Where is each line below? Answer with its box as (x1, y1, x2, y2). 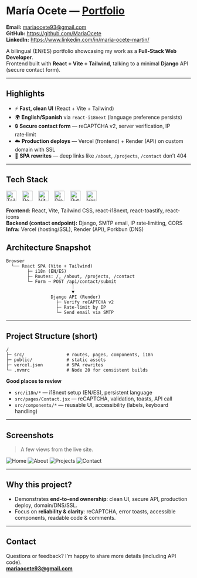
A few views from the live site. (20, 446, 94, 453)
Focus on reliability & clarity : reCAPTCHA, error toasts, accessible (14, 507, 176, 515)
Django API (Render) (50, 294, 101, 300)
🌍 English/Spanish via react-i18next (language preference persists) (14, 113, 183, 121)
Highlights (6, 89, 45, 99)
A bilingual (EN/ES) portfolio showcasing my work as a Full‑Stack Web (6, 47, 177, 54)
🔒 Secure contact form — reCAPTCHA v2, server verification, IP (14, 122, 171, 129)
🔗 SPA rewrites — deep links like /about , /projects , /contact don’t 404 (14, 152, 187, 159)
